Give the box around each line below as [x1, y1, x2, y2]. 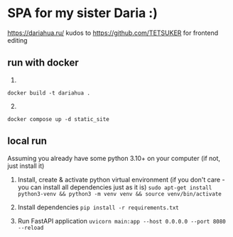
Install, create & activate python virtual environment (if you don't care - [17, 175, 225, 184]
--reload [17, 224, 44, 231]
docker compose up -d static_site [7, 115, 110, 122]
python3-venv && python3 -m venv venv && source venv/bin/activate [17, 190, 222, 197]
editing [7, 36, 28, 44]
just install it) [7, 162, 45, 170]
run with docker [7, 57, 80, 69]
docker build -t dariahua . [7, 89, 91, 97]
